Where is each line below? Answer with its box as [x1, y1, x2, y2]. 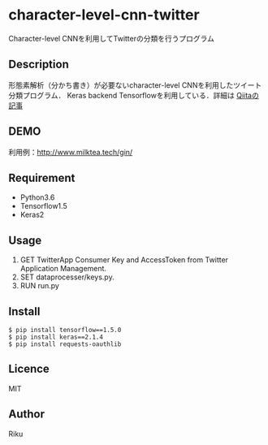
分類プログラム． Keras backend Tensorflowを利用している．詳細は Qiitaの [8, 90, 260, 100]
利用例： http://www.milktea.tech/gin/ [8, 147, 133, 157]
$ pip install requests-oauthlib [8, 340, 122, 348]
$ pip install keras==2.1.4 [8, 333, 104, 341]
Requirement [8, 171, 76, 184]
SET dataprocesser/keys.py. [19, 272, 115, 282]
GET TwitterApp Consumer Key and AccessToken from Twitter [19, 255, 229, 265]
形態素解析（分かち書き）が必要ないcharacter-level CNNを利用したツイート [8, 80, 262, 90]
